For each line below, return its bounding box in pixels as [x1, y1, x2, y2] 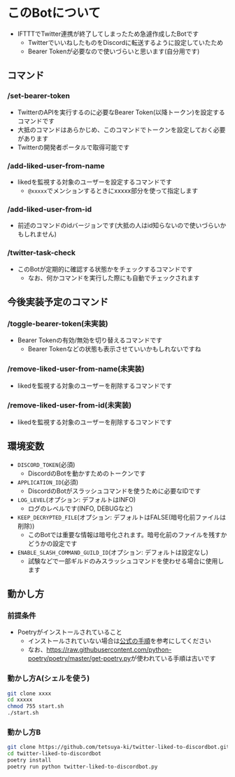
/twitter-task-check [7, 248, 76, 258]
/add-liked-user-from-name [7, 161, 105, 170]
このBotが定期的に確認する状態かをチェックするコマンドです [17, 264, 193, 273]
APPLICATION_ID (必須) [17, 478, 79, 486]
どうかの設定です [27, 539, 78, 548]
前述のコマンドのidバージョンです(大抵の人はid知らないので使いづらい [17, 221, 220, 230]
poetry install [7, 757, 52, 764]
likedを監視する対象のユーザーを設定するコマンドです [17, 177, 173, 186]
